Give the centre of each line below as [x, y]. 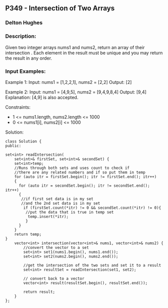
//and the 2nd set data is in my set [61, 203]
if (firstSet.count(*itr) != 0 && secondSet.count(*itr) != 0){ [92, 208]
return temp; [28, 234]
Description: [21, 36]
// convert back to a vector [54, 278]
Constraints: [18, 107]
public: [13, 146]
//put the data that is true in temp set [70, 212]
